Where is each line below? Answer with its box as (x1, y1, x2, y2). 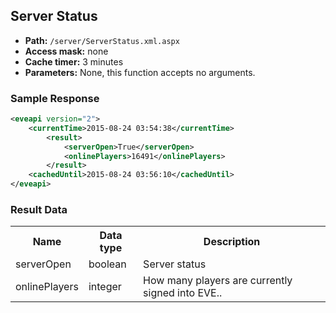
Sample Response (10, 91, 100, 105)
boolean (88, 257, 127, 271)
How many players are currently (143, 274, 293, 288)
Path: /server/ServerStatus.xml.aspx (24, 34, 180, 46)
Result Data (10, 203, 68, 217)
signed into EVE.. (143, 286, 223, 300)
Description (203, 235, 261, 249)
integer (88, 280, 122, 294)
